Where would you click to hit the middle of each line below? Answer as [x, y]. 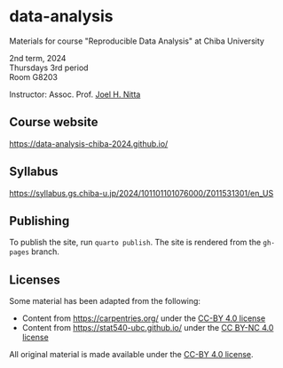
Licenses [35, 280]
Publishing [39, 221]
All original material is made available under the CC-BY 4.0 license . [132, 355]
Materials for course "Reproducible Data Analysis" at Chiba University [137, 41]
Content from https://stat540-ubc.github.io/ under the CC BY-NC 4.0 [148, 328]
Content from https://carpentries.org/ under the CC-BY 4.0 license [144, 318]
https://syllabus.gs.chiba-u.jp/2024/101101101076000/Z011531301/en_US [141, 193]
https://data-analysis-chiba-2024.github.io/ [89, 143]
